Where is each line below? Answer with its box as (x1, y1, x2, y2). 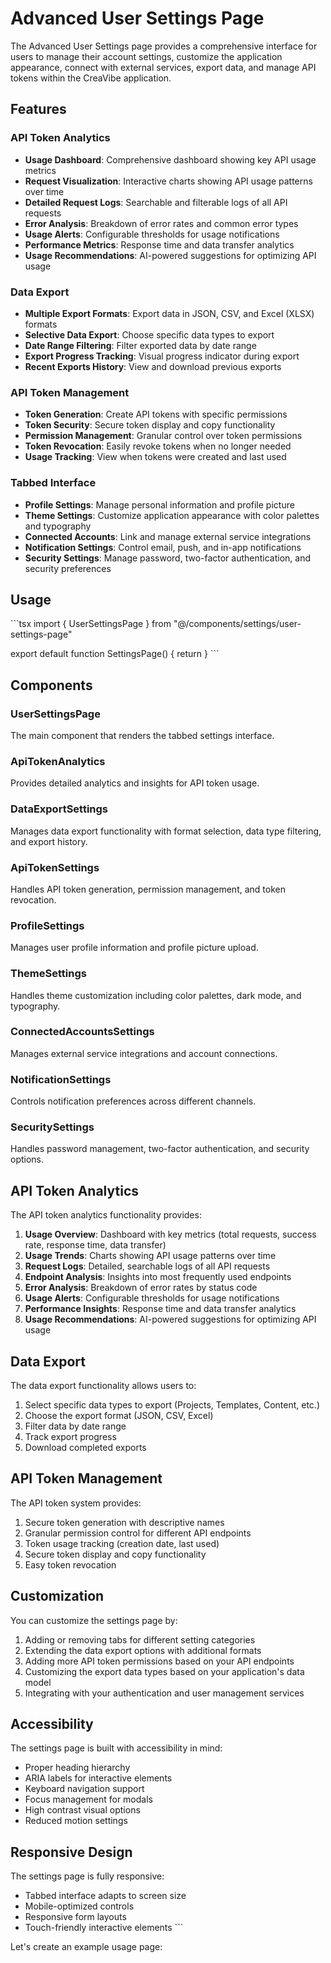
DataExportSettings (10, 802, 109, 816)
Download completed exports (24, 1442, 147, 1454)
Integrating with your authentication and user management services (24, 1687, 305, 1699)
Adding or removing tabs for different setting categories (24, 1633, 256, 1646)
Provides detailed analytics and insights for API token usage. (10, 777, 260, 789)
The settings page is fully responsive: (10, 1870, 165, 1882)
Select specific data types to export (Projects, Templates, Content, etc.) (24, 1399, 320, 1411)
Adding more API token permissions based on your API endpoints (24, 1655, 295, 1667)
